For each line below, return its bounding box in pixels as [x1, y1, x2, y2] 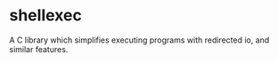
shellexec [9, 5, 82, 26]
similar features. [9, 43, 69, 54]
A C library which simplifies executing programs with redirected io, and [9, 35, 270, 45]
